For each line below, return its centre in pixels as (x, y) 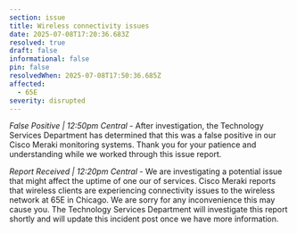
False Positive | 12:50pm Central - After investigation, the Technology (137, 126)
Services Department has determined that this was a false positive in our (143, 136)
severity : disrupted (48, 100)
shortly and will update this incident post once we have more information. (144, 219)
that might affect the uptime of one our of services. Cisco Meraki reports (143, 181)
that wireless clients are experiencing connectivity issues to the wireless (142, 191)
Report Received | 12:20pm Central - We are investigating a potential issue (146, 171)
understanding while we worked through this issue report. (115, 154)
